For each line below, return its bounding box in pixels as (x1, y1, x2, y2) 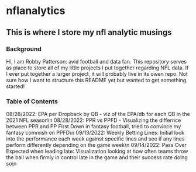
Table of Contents (6, 97, 59, 106)
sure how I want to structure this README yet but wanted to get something (6, 76, 187, 83)
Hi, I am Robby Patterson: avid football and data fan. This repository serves (6, 58, 187, 65)
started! (6, 83, 25, 90)
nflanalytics (6, 4, 66, 17)
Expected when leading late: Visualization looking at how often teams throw (6, 148, 188, 155)
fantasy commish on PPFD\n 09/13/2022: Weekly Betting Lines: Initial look (6, 129, 185, 136)
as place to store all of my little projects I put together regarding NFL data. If (6, 64, 189, 71)
